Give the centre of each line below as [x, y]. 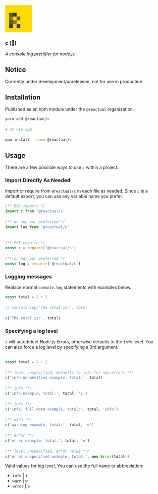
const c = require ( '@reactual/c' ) [41, 248]
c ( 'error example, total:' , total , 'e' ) [48, 441]
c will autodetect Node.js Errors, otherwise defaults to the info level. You [79, 342]
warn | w [20, 481]
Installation [23, 97]
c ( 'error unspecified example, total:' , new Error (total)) [67, 456]
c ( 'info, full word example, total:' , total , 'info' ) [62, 409]
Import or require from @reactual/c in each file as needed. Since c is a [77, 191]
